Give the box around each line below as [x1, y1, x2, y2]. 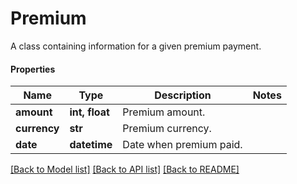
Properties [10, 63, 56, 75]
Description [154, 88, 212, 102]
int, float [69, 105, 110, 119]
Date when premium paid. [122, 138, 243, 152]
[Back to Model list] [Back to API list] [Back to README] [10, 163, 240, 176]
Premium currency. [122, 122, 212, 136]
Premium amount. [122, 105, 206, 119]
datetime [69, 138, 113, 152]
